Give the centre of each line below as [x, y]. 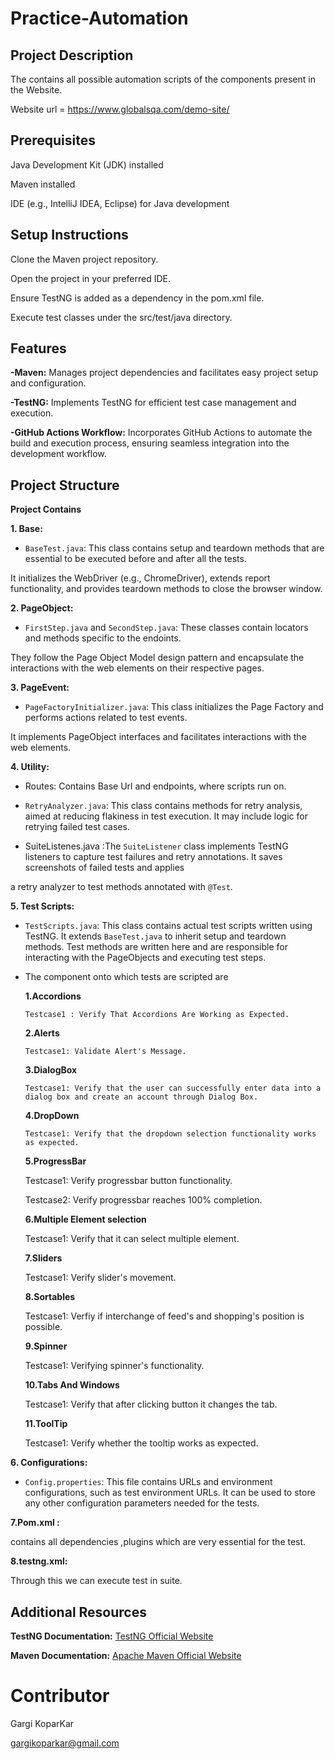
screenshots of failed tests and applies [104, 868]
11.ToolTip [46, 1424]
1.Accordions [53, 996]
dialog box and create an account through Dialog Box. [141, 1097]
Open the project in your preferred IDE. [90, 278]
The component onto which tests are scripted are [126, 977]
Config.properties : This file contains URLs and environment [148, 1482]
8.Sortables [50, 1297]
